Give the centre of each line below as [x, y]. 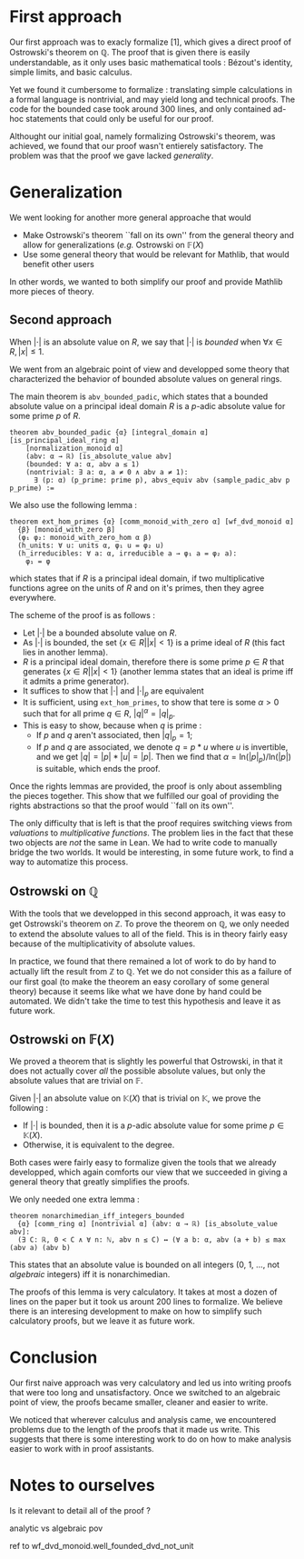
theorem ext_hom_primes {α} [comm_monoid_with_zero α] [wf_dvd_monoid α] [152, 521]
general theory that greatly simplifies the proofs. [100, 1182]
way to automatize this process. [69, 862]
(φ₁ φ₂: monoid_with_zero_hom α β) [85, 537]
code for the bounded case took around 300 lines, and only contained [140, 109]
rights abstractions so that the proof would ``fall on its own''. [122, 805]
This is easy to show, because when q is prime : [112, 725]
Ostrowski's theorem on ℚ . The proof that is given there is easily [130, 52]
